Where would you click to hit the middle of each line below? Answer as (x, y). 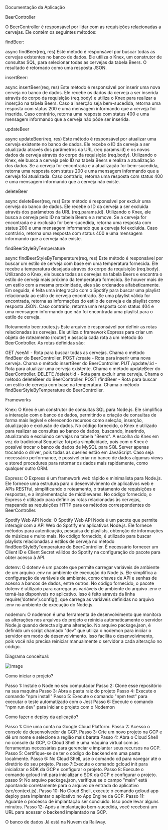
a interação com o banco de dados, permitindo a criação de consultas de (81, 415)
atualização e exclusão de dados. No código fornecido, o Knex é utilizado (81, 426)
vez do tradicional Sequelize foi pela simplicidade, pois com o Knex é (76, 442)
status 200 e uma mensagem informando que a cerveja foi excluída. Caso (81, 228)
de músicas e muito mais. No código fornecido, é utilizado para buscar (78, 536)
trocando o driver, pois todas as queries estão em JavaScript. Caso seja (79, 452)
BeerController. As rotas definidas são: (45, 343)
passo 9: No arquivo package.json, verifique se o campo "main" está (76, 780)
